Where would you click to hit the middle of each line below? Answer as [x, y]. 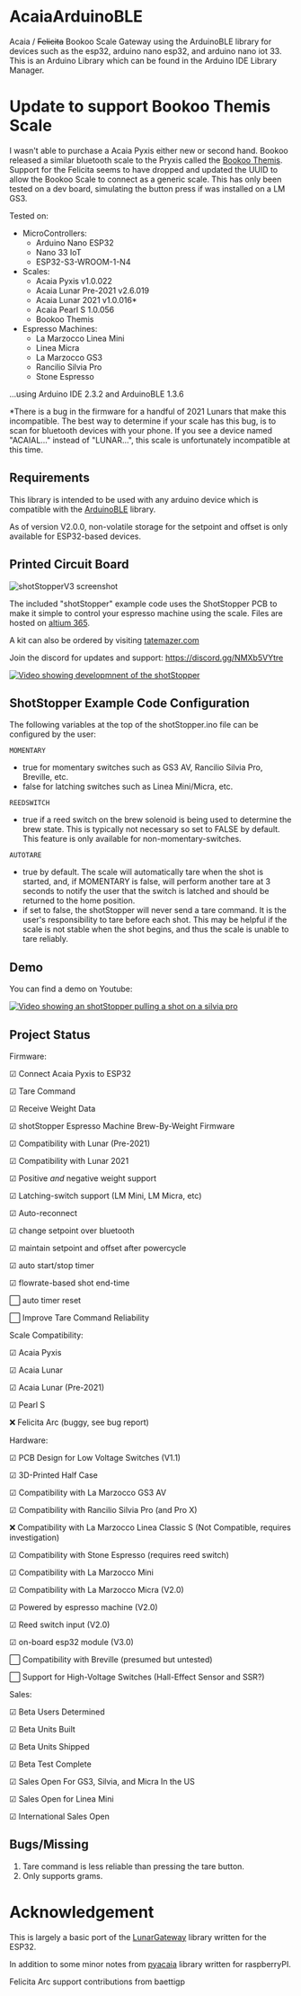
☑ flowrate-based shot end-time [70, 1283]
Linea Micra [58, 347]
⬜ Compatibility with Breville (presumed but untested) [111, 1659]
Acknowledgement [82, 1912]
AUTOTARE [26, 855]
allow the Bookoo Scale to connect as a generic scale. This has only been [146, 179]
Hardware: [29, 1440]
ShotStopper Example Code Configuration [129, 703]
